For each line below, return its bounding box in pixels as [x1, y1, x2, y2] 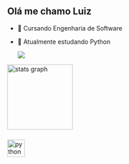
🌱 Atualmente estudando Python [17, 38, 111, 46]
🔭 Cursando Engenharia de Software [17, 24, 123, 32]
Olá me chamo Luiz [7, 6, 92, 17]
